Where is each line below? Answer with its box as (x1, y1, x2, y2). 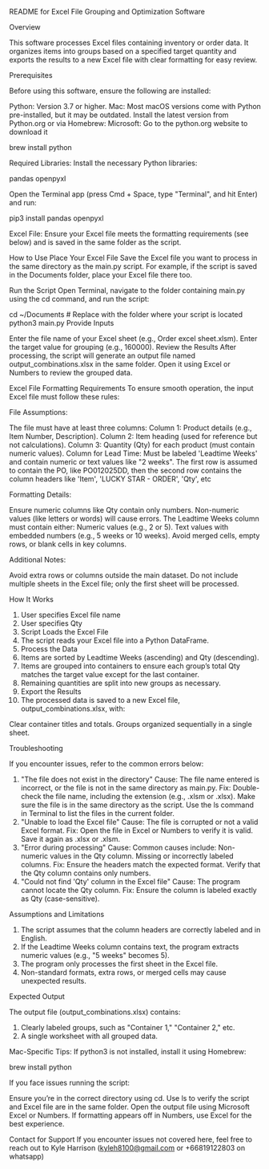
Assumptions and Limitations (9, 910, 105, 919)
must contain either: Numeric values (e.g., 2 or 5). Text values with (9, 522, 229, 532)
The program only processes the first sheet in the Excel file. (20, 959, 219, 968)
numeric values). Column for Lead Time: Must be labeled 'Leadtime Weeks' (9, 449, 258, 458)
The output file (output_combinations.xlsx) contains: (9, 1007, 181, 1017)
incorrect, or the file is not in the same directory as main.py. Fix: (20, 783, 231, 793)
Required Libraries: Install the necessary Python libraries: (9, 158, 198, 168)
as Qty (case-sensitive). (20, 894, 100, 903)
